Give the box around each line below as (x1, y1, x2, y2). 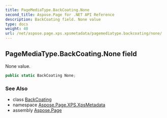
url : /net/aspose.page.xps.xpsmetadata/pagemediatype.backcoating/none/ (5, 31, 162, 36)
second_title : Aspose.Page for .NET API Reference (5, 12, 115, 17)
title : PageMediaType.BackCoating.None (5, 7, 90, 13)
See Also (5, 85, 28, 92)
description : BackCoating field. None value (5, 17, 101, 22)
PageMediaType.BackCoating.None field (5, 50, 137, 58)
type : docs (5, 21, 28, 27)
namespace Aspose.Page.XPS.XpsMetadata (12, 102, 106, 108)
